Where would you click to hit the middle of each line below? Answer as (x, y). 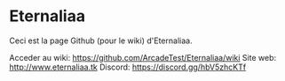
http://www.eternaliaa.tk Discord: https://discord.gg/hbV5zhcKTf (128, 67)
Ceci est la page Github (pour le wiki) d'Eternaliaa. (101, 40)
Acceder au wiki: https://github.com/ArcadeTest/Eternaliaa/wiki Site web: (143, 57)
